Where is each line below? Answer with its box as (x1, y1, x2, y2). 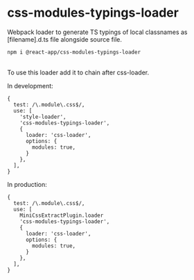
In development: (7, 81, 53, 90)
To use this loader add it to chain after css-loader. (7, 68, 150, 76)
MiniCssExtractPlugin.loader (19, 212, 104, 219)
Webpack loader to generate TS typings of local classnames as (7, 28, 188, 36)
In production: (7, 180, 47, 188)
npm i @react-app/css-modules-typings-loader (7, 49, 141, 56)
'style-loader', (19, 113, 67, 120)
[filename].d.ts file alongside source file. (7, 35, 123, 43)
